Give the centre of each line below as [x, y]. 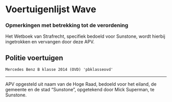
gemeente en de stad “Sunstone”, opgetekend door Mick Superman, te [80, 90]
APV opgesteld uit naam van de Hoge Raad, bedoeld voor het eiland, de [81, 84]
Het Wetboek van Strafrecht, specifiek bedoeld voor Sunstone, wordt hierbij [85, 36]
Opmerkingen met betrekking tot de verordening [67, 25]
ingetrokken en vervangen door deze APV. [50, 42]
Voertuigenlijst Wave [51, 9]
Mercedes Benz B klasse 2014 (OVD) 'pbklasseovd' [59, 70]
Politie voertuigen [34, 58]
